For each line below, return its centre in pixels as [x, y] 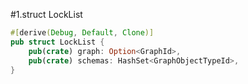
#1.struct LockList [46, 14]
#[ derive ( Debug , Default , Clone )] [82, 33]
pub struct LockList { [57, 42]
